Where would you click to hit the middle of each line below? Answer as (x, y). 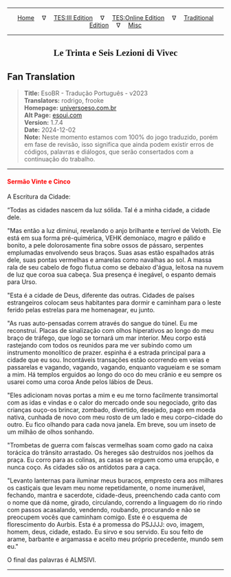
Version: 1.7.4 (43, 123)
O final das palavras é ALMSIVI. (52, 560)
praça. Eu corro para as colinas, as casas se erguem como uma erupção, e (113, 460)
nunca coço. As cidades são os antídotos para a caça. (84, 467)
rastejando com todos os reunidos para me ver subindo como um (100, 345)
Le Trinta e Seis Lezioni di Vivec (115, 53)
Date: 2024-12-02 (50, 130)
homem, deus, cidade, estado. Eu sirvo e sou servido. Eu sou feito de (105, 532)
